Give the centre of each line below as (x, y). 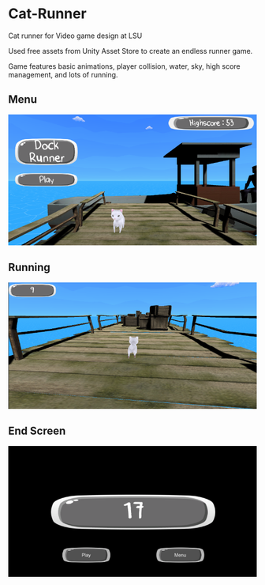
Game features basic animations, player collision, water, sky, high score (124, 66)
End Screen (37, 431)
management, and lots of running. (63, 74)
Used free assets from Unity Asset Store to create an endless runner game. (131, 51)
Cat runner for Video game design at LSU (75, 36)
